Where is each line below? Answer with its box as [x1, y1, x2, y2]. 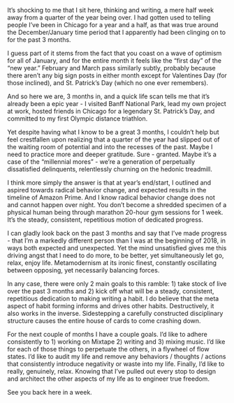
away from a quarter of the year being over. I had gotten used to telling [7, 13, 211, 22]
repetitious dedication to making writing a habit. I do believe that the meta [7, 294, 219, 303]
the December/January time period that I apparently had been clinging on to [7, 28, 226, 36]
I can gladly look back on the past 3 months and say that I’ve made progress [7, 229, 227, 237]
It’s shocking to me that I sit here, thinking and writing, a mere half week [7, 6, 214, 14]
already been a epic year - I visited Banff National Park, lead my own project [7, 100, 227, 107]
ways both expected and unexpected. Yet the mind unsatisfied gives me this [7, 244, 227, 252]
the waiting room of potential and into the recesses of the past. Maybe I [7, 143, 213, 151]
